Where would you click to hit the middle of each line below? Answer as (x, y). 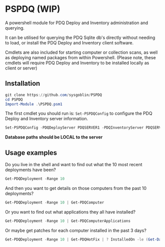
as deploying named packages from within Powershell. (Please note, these (81, 57)
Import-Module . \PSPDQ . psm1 (34, 104)
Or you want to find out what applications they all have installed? (70, 212)
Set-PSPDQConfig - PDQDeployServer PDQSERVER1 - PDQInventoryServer (74, 128)
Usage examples (31, 153)
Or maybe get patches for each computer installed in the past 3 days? (76, 230)
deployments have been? (31, 170)
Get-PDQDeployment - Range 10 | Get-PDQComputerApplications (68, 221)
